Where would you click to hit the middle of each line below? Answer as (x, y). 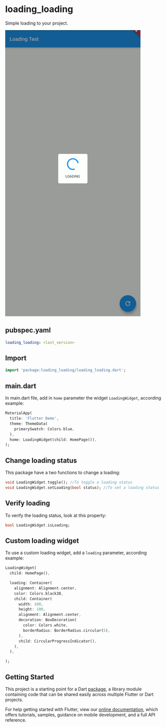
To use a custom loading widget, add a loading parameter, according (76, 553)
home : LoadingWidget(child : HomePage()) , (53, 440)
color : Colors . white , (46, 625)
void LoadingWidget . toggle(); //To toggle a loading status (69, 482)
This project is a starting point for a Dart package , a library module (74, 689)
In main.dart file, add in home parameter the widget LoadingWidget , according (83, 398)
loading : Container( (31, 583)
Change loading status (41, 461)
